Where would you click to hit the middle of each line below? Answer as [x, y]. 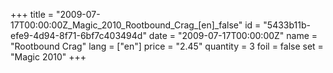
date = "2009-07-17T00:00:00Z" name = [233, 35]
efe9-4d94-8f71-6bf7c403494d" [78, 35]
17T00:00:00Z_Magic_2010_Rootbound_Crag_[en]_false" [126, 25]
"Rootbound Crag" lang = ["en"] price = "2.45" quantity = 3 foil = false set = [167, 46]
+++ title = [32, 14]
